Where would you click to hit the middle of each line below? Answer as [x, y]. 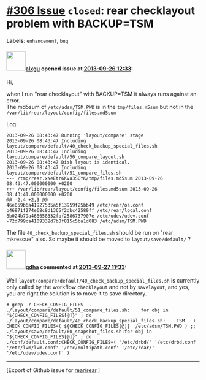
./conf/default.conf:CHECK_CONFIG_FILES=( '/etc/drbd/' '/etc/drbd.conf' [103, 343]
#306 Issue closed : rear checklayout [101, 11]
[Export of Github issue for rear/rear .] [53, 370]
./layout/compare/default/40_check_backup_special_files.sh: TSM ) [101, 321]
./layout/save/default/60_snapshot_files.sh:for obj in [79, 332]
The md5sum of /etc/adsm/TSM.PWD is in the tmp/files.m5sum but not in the [100, 107]
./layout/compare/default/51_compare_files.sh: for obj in [87, 310]
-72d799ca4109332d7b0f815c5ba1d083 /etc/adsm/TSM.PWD [77, 221]
